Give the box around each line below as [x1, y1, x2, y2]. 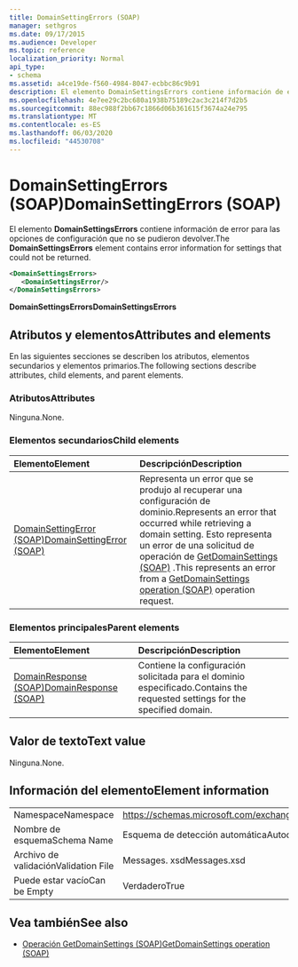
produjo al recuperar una [138, 483, 243, 496]
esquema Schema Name [13, 834, 114, 846]
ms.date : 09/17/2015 [9, 29, 86, 38]
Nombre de [13, 823, 60, 835]
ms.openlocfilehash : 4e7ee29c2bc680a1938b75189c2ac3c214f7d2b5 [9, 95, 248, 105]
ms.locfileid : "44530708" [9, 137, 105, 146]
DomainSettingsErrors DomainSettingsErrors [9, 301, 177, 312]
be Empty [13, 885, 54, 898]
